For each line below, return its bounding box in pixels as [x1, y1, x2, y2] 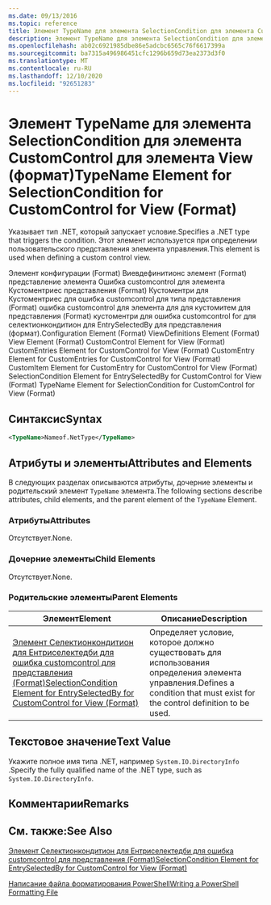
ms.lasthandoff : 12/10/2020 [8, 72, 103, 80]
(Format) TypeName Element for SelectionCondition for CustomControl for [8, 380, 256, 390]
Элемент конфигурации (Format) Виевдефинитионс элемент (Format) [8, 269, 248, 278]
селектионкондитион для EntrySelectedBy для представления [8, 320, 222, 330]
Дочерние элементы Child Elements [8, 553, 156, 565]
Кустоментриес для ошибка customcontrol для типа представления [8, 294, 241, 304]
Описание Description [161, 612, 248, 624]
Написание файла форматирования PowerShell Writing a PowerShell [8, 878, 240, 888]
